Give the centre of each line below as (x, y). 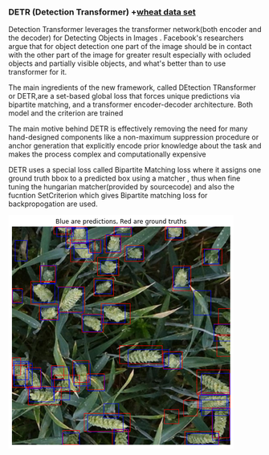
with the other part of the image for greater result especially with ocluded (130, 55)
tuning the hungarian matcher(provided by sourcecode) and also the (122, 187)
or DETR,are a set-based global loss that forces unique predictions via (124, 96)
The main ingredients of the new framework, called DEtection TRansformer (132, 87)
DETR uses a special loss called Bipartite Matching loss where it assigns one (135, 170)
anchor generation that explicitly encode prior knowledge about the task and (135, 146)
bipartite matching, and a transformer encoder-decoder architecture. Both (131, 105)
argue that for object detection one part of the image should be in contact (130, 47)
